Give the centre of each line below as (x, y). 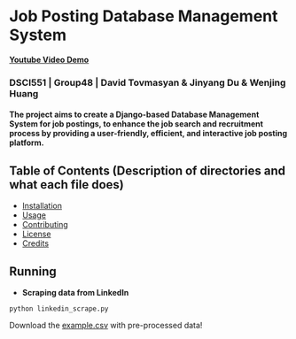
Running (33, 271)
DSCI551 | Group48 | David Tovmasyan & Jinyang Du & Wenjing (148, 82)
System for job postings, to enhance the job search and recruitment (136, 124)
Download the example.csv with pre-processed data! (106, 326)
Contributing (45, 225)
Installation (42, 206)
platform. (27, 143)
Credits (35, 243)
